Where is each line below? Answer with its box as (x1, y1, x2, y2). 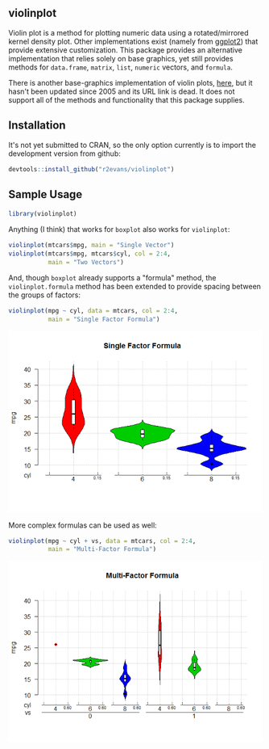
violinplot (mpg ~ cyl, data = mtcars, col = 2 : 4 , (8, 306, 179, 314)
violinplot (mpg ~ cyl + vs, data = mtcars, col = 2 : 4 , (8, 537, 197, 545)
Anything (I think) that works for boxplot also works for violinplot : (8, 225, 230, 234)
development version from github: (8, 149, 121, 158)
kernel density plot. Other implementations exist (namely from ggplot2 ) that (8, 36, 259, 46)
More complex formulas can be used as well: (8, 520, 157, 530)
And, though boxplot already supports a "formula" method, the (8, 272, 217, 282)
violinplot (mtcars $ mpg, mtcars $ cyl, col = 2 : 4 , (8, 250, 172, 258)
